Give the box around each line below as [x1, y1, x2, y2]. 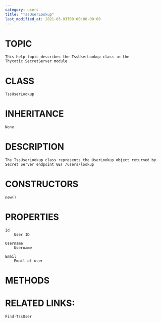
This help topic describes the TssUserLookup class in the [5, 54, 130, 60]
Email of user [14, 258, 43, 263]
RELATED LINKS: [5, 298, 75, 309]
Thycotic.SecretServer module [5, 59, 68, 64]
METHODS [5, 275, 50, 286]
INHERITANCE [5, 108, 64, 119]
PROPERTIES [5, 212, 59, 223]
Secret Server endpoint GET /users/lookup [5, 162, 94, 167]
